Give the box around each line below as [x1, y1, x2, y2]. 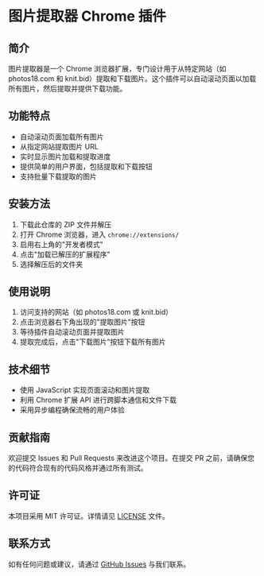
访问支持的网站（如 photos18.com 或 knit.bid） [19, 307, 173, 317]
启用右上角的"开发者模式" [19, 239, 103, 249]
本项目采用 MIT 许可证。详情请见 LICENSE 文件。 [8, 511, 169, 520]
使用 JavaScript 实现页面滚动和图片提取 [19, 385, 149, 395]
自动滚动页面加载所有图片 [19, 132, 104, 141]
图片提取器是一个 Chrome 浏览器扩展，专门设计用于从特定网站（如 [8, 64, 227, 73]
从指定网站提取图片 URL [19, 141, 99, 151]
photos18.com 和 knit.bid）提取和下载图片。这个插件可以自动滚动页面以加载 [8, 74, 257, 83]
